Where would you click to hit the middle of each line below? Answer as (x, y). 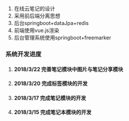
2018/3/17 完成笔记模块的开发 (50, 98)
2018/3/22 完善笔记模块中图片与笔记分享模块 (69, 69)
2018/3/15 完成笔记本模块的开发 (53, 112)
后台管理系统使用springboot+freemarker (62, 38)
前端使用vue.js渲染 (36, 30)
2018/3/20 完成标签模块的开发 (51, 84)
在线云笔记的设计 (34, 8)
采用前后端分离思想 (37, 16)
